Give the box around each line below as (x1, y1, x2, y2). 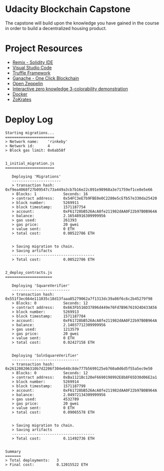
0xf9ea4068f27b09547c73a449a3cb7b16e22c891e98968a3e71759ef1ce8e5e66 (5, 187, 153, 192)
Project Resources (5, 43, 83, 54)
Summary (5, 449, 21, 454)
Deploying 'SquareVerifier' (11, 283, 70, 288)
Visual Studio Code (12, 64, 52, 70)
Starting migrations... (5, 130, 55, 135)
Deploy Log (5, 114, 53, 125)
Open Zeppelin (12, 80, 43, 86)
